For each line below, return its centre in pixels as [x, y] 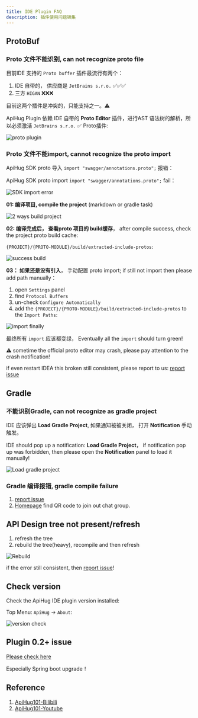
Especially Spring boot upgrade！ [47, 669]
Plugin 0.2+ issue [39, 642]
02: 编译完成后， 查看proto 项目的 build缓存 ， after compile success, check [98, 229]
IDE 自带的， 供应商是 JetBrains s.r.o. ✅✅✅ [70, 86]
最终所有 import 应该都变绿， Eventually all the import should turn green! [95, 339]
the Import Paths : [36, 315]
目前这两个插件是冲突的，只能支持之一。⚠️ [58, 106]
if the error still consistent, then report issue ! [60, 568]
